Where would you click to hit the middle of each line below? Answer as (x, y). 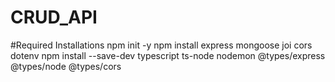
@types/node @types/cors (66, 66)
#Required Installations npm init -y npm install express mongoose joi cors (161, 45)
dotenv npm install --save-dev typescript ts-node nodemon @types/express (168, 55)
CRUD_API (54, 17)
